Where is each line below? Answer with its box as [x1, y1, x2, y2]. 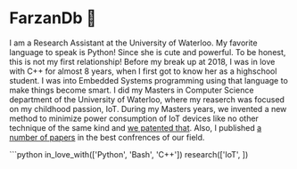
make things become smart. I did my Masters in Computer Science [9, 84, 254, 95]
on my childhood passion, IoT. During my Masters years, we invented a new [9, 103, 287, 114]
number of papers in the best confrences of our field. [9, 132, 205, 142]
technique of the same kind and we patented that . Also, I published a [9, 122, 262, 133]
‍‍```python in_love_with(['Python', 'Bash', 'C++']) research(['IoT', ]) [9, 149, 249, 159]
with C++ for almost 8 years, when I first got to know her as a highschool [9, 66, 277, 76]
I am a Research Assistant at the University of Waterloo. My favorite [9, 37, 258, 48]
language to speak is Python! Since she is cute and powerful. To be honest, [9, 46, 286, 57]
